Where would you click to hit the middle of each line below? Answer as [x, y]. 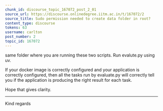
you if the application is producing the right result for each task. [69, 80]
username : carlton [24, 32]
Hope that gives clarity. [28, 89]
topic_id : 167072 [23, 41]
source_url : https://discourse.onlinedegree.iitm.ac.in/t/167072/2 [75, 14]
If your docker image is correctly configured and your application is [72, 70]
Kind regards [18, 103]
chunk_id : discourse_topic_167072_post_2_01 [51, 9]
